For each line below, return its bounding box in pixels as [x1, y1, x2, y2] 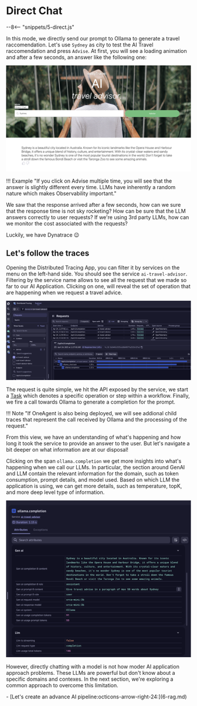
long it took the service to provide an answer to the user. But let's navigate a [6, 439, 190, 447]
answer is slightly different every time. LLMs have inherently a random [6, 183, 176, 190]
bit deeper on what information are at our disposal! [6, 446, 129, 453]
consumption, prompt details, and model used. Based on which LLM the [6, 476, 180, 483]
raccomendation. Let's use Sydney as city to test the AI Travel [6, 41, 154, 48]
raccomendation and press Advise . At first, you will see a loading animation [6, 47, 188, 54]
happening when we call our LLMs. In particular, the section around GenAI [6, 463, 185, 470]
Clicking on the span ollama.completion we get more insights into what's [6, 457, 182, 465]
